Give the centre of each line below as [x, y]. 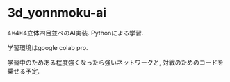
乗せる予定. [24, 71]
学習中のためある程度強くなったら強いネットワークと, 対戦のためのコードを [115, 62]
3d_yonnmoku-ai [57, 13]
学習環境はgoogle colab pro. [48, 47]
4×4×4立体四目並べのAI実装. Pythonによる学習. [75, 33]
